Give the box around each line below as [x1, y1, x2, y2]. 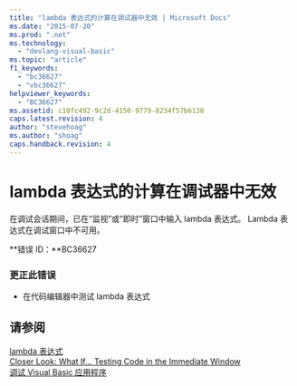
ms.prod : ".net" [9, 30, 71, 39]
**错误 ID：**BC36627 [9, 244, 97, 255]
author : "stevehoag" [9, 123, 88, 132]
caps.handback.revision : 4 [9, 140, 111, 149]
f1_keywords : [9, 64, 59, 73]
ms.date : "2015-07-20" [9, 22, 95, 31]
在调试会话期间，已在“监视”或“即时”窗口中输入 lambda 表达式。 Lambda [9, 213, 279, 224]
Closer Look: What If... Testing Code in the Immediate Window [9, 355, 242, 367]
